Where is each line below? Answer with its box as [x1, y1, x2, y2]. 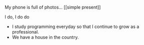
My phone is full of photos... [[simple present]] [5, 4, 101, 10]
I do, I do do [5, 14, 30, 19]
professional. [12, 29, 39, 34]
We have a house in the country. [12, 34, 79, 40]
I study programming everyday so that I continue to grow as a [12, 23, 139, 29]
